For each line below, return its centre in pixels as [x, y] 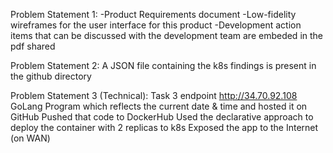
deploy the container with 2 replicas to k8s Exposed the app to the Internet [164, 127]
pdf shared [33, 46]
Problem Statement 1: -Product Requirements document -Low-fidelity [153, 14]
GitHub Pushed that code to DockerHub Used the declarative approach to [162, 117]
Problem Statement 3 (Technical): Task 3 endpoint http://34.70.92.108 [154, 95]
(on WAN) [30, 138]
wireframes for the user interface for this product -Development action [156, 25]
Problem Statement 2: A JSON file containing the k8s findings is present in [163, 65]
